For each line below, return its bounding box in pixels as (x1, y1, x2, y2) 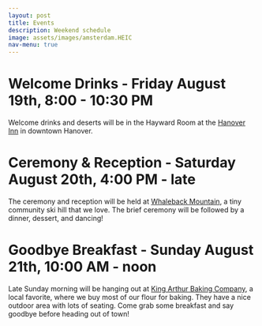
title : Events (8, 19, 55, 27)
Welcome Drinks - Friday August (8, 75, 226, 93)
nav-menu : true (8, 41, 58, 49)
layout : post (8, 11, 51, 20)
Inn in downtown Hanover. (8, 126, 93, 136)
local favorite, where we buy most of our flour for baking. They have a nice (8, 292, 251, 302)
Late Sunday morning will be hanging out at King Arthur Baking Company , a (8, 283, 254, 293)
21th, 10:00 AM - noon (8, 258, 157, 276)
